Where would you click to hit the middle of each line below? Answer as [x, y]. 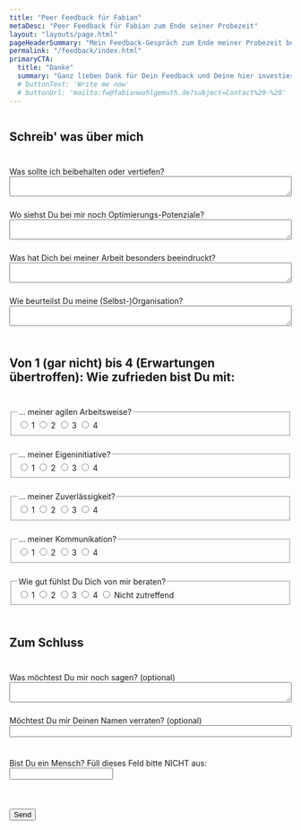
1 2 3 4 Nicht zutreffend [103, 595]
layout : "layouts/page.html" [64, 34]
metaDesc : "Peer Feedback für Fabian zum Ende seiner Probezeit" [133, 26]
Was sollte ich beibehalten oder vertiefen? [87, 172]
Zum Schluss [47, 642]
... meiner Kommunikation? [68, 540]
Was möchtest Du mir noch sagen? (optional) [93, 678]
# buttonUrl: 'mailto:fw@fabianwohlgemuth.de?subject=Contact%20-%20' [152, 92]
